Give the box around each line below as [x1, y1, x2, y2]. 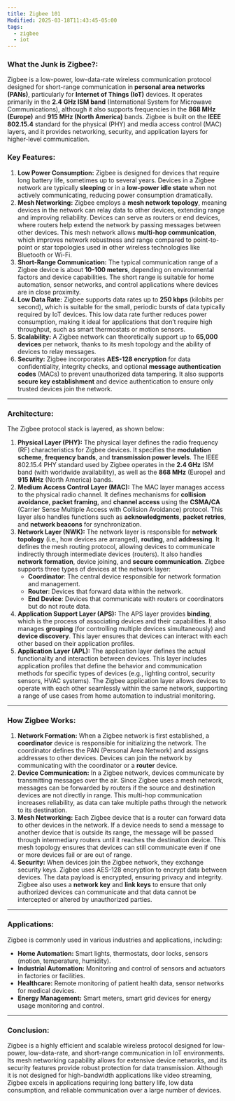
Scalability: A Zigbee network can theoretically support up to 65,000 [17, 332, 218, 341]
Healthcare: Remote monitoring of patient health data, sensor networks [17, 979, 225, 987]
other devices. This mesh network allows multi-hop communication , [17, 228, 217, 236]
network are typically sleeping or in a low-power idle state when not [17, 183, 217, 191]
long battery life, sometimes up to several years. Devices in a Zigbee [17, 176, 215, 184]
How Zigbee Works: [7, 715, 76, 725]
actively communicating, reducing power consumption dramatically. [17, 191, 213, 199]
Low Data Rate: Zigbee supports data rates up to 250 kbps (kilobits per [17, 295, 224, 304]
